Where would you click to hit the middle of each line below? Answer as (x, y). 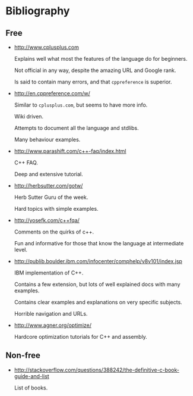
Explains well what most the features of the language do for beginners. (101, 59)
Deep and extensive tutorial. (49, 174)
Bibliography (38, 11)
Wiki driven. (29, 116)
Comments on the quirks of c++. (54, 232)
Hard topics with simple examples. (56, 209)
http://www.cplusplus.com (47, 47)
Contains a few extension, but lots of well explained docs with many (97, 284)
